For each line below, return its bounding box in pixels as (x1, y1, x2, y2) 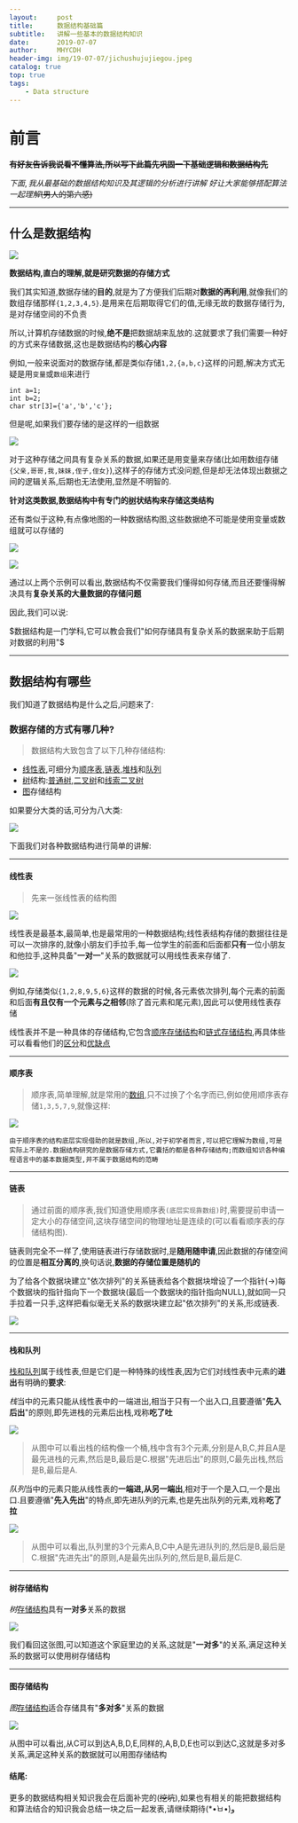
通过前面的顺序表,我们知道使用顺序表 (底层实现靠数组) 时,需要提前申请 (30, 1204, 277, 1215)
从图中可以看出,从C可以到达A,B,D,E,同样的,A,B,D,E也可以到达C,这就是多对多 (9, 1738, 286, 1748)
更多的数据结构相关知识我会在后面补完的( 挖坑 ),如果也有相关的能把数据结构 (9, 1792, 282, 1803)
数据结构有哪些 (9, 673, 91, 688)
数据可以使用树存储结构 (24, 1651, 111, 1662)
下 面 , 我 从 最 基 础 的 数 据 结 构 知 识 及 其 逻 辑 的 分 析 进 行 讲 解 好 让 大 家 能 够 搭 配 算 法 (9, 178, 287, 189)
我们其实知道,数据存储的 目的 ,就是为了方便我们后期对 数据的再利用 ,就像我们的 (9, 287, 288, 297)
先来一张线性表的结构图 (30, 892, 117, 903)
